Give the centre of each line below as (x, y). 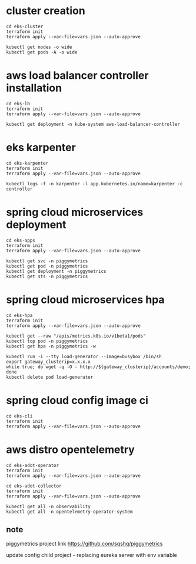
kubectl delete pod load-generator (50, 377)
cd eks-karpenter (27, 163)
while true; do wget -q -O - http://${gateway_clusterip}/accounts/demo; (99, 367)
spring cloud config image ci (77, 400)
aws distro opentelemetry (71, 450)
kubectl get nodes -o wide (39, 47)
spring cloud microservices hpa (85, 300)
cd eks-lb (18, 104)
